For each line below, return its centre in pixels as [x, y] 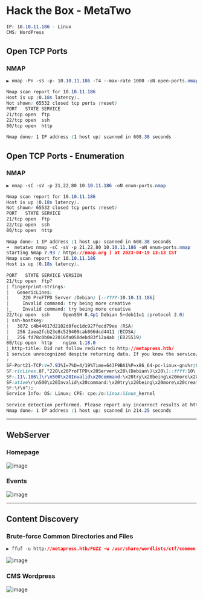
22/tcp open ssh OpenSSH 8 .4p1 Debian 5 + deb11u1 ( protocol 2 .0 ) [96, 315]
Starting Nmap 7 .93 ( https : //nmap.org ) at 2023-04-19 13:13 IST [92, 253]
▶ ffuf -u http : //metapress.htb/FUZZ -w [58, 549]
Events [17, 481]
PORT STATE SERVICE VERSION [44, 275]
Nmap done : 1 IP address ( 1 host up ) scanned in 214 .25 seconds [89, 410]
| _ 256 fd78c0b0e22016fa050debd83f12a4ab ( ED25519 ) [74, 337]
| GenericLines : [29, 292]
